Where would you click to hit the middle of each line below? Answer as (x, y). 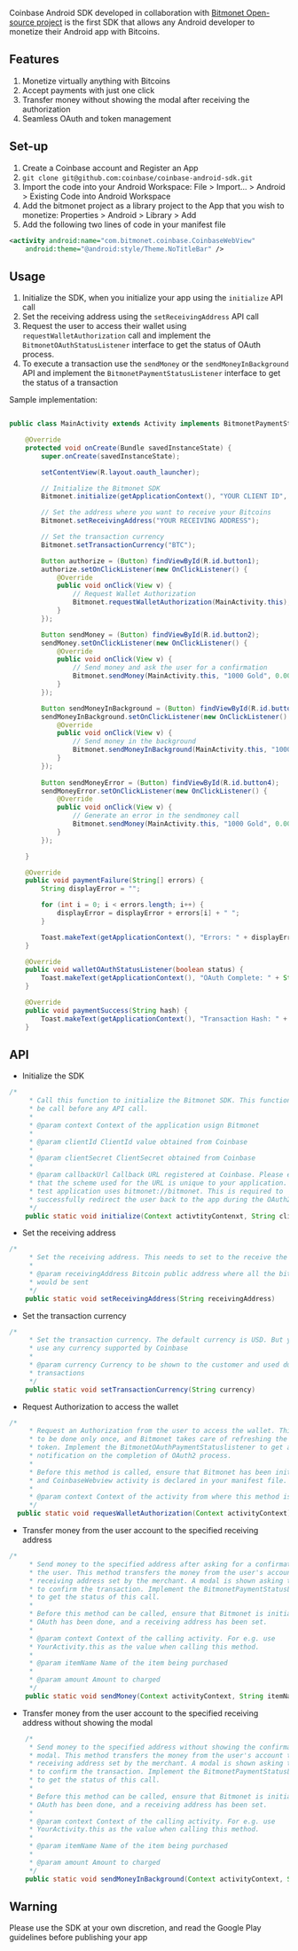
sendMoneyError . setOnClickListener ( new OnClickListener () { (154, 791)
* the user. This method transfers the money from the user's (146, 1572)
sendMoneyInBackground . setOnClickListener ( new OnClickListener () (165, 717)
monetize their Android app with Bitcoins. (85, 31)
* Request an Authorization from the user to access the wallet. (152, 1431)
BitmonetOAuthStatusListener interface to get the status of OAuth (141, 345)
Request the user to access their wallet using (104, 326)
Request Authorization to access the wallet (100, 1406)
